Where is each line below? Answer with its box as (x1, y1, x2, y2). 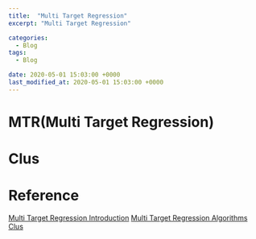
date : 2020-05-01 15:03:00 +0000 (8, 71, 121, 79)
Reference (8, 187, 79, 205)
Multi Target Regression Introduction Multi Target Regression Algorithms (8, 213, 248, 223)
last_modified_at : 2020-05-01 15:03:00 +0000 (8, 78, 163, 86)
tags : (8, 49, 27, 57)
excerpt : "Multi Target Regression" (8, 19, 131, 27)
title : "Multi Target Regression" (8, 11, 128, 20)
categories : (8, 34, 48, 42)
